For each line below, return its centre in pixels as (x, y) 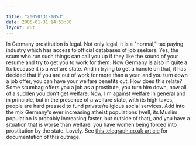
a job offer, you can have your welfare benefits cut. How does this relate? (94, 81)
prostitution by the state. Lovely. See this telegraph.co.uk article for (87, 131)
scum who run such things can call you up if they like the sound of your (92, 57)
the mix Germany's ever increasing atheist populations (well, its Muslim (92, 112)
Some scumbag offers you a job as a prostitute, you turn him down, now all (96, 88)
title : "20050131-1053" (35, 16)
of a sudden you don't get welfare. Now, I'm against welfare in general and (96, 93)
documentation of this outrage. (43, 137)
